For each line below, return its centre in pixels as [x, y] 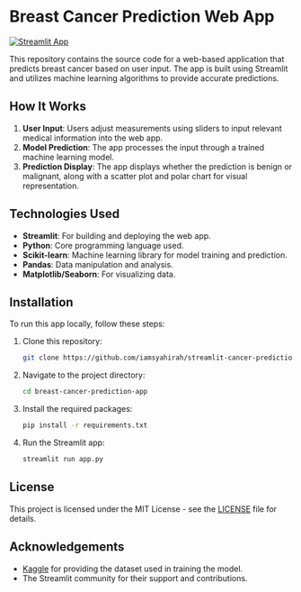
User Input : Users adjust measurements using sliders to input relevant [152, 128]
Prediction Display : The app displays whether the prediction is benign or [157, 166]
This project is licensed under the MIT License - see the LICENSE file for [143, 509]
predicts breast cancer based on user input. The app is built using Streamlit [149, 68]
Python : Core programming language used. [103, 245]
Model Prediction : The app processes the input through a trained [143, 147]
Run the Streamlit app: [63, 442]
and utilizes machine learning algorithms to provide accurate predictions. [144, 77]
